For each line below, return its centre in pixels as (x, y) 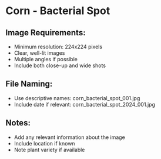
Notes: (18, 123)
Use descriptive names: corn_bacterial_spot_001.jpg (77, 98)
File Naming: (29, 84)
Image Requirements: (46, 33)
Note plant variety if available (49, 150)
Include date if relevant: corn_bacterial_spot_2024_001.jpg (84, 104)
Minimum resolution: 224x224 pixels (58, 47)
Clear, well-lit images (39, 53)
